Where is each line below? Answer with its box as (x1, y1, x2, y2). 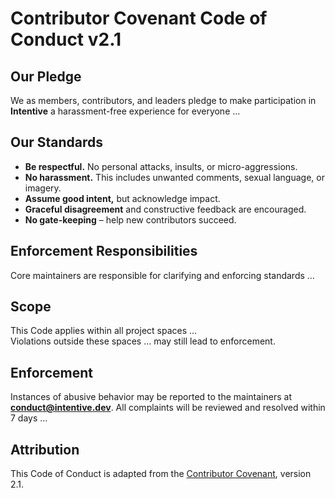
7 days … (10, 412, 48, 424)
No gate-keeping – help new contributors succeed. (24, 213, 237, 226)
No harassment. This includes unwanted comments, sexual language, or (24, 171, 325, 183)
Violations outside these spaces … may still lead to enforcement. (10, 335, 276, 347)
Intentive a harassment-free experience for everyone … (10, 105, 241, 117)
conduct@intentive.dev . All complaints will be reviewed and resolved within (10, 402, 326, 414)
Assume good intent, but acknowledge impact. (24, 192, 221, 204)
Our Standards (10, 134, 104, 151)
